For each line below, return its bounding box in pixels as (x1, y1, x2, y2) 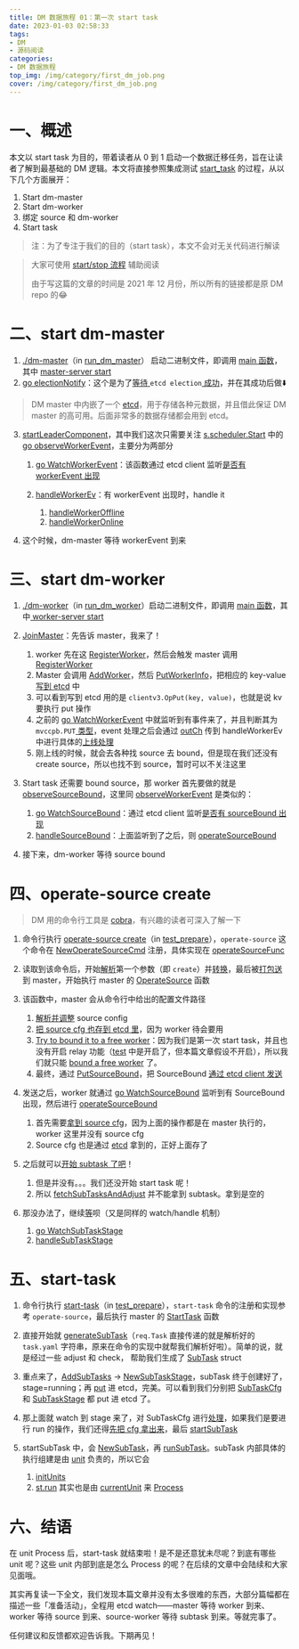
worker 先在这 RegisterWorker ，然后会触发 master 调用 (35, 649, 238, 660)
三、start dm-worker (9, 569, 166, 589)
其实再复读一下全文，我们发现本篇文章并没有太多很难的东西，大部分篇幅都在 (9, 1589, 290, 1600)
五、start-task (9, 1269, 117, 1289)
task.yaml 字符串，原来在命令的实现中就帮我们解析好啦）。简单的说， (21, 1342, 276, 1352)
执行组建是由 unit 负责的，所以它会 (21, 1454, 150, 1465)
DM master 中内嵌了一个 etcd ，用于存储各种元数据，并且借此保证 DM (30, 398, 287, 410)
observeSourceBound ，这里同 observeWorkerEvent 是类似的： (21, 789, 255, 800)
